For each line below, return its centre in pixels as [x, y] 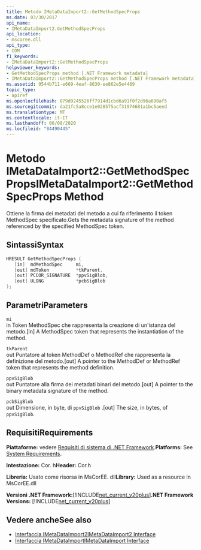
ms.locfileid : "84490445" [38, 129]
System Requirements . [34, 453]
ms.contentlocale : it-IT [37, 118]
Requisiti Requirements [50, 433]
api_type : [19, 46]
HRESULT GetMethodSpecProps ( [44, 259]
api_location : [24, 34]
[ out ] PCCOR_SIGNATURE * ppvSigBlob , [61, 276]
